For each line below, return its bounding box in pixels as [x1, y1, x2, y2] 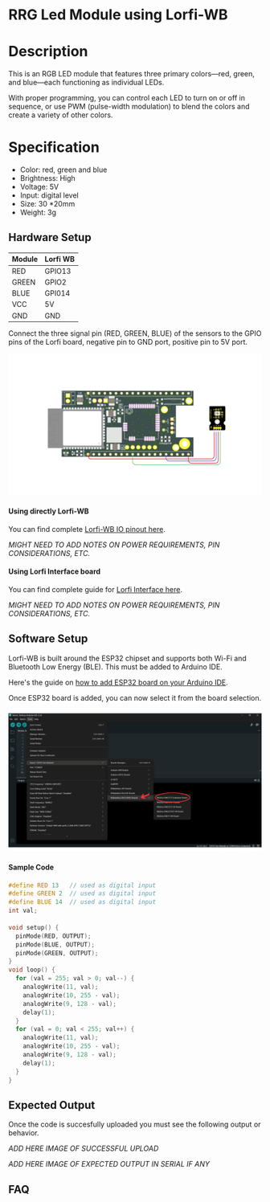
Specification [8, 138, 100, 157]
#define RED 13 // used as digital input [8, 881, 157, 889]
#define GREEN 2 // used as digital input [8, 889, 157, 897]
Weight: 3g [19, 207, 57, 218]
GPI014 [44, 288, 71, 298]
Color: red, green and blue [19, 165, 108, 174]
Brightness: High [19, 174, 76, 183]
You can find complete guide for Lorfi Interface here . [8, 585, 183, 595]
